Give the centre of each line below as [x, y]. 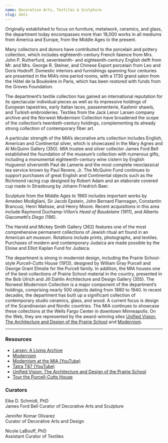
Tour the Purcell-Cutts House [42, 377]
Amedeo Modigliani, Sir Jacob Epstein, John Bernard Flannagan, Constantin [83, 201]
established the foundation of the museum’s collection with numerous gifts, [82, 154]
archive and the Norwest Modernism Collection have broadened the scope [82, 117]
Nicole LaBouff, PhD [26, 431]
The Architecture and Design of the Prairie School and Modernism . [74, 322]
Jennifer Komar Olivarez [30, 416]
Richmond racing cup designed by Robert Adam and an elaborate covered [82, 181]
